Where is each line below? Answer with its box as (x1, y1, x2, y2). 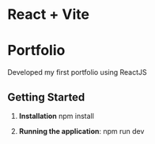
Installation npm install (18, 111, 94, 120)
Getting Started (7, 90, 85, 104)
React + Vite (7, 6, 90, 24)
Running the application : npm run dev (18, 126, 145, 135)
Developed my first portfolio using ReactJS (7, 68, 147, 77)
